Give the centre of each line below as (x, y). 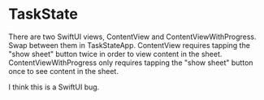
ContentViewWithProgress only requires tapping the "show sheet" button (131, 63)
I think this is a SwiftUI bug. (54, 87)
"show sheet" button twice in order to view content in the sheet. (115, 54)
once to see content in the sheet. (64, 71)
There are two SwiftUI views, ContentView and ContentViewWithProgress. (133, 37)
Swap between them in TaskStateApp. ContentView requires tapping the (129, 45)
